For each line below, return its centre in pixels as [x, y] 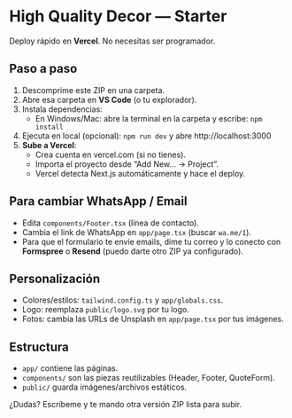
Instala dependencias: [62, 109]
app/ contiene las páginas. [70, 368]
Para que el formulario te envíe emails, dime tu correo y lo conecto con [151, 241]
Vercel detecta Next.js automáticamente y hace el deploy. [140, 173]
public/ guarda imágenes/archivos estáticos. [104, 387]
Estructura [39, 347]
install [49, 127]
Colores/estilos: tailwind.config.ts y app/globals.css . [123, 300]
